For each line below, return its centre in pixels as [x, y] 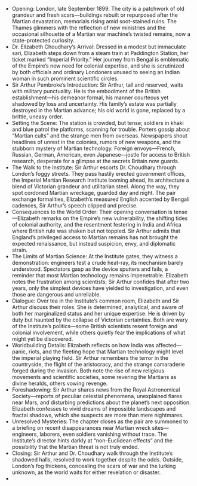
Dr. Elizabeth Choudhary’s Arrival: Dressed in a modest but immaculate [99, 47]
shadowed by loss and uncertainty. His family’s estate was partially [94, 104]
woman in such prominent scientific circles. [65, 78]
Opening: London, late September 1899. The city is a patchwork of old [98, 9]
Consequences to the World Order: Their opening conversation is [92, 212]
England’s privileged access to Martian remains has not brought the [95, 237]
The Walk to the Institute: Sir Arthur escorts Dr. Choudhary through [94, 167]
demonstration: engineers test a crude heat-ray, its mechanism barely [98, 263]
